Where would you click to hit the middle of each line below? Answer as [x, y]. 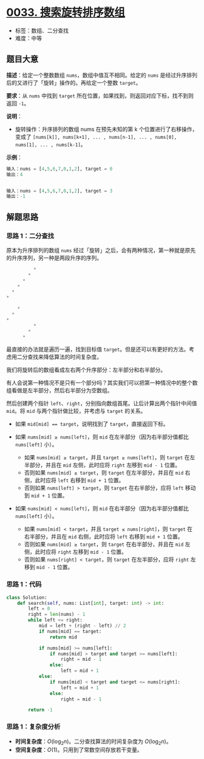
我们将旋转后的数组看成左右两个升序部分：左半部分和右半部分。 [86, 370]
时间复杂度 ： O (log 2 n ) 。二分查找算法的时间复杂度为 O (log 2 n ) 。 [93, 742]
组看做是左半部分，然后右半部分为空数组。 [59, 390]
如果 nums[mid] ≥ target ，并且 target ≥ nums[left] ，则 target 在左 [110, 457]
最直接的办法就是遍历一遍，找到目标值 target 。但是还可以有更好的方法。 [98, 349]
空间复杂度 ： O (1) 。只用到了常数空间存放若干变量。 [79, 750]
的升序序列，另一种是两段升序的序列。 [54, 258]
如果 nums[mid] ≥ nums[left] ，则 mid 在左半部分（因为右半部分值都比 [102, 437]
